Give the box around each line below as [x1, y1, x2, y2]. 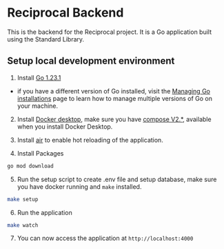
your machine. [17, 102, 59, 110]
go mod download [7, 163, 54, 169]
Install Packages [17, 149, 64, 157]
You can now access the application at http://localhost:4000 [17, 234, 194, 243]
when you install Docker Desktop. [17, 122, 113, 131]
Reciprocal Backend [7, 5, 124, 21]
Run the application [17, 208, 72, 216]
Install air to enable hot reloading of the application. [17, 136, 163, 144]
